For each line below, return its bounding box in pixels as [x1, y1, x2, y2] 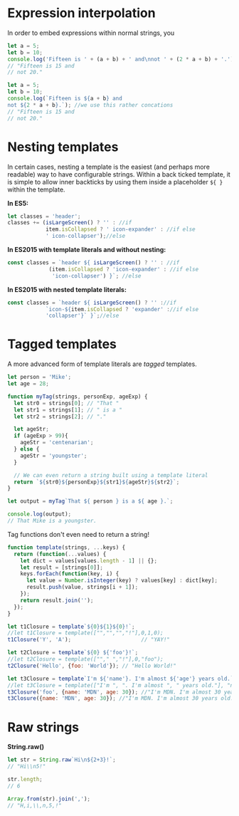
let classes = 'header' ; [7, 212, 81, 220]
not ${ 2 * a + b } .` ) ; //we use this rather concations [7, 101, 174, 108]
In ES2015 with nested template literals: [7, 285, 127, 293]
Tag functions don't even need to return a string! [7, 530, 149, 538]
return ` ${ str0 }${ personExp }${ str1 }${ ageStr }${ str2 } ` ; [14, 478, 180, 486]
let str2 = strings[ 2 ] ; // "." [14, 413, 107, 420]
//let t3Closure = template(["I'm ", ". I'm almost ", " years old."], [7, 681, 224, 689]
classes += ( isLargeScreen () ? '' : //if [7, 219, 132, 226]
